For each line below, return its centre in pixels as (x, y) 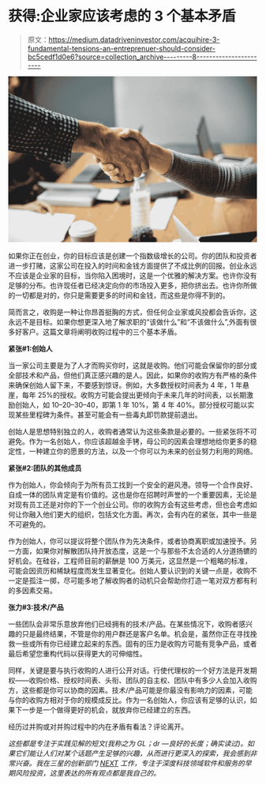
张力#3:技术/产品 (36, 607)
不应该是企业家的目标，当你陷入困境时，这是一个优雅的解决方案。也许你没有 (133, 275)
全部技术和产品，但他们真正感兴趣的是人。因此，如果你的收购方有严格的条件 (133, 375)
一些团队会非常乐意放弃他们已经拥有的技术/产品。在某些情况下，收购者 (124, 624)
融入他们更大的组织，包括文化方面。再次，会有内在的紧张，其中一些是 (143, 514)
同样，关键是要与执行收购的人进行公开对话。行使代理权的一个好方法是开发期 (133, 670)
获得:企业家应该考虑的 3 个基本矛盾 (122, 16)
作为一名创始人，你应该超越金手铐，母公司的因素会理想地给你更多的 (139, 441)
